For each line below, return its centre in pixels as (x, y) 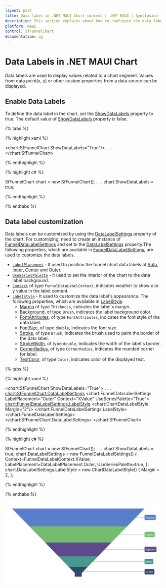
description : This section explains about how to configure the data (78, 21)
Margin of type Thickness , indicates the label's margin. (75, 306)
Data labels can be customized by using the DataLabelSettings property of (81, 234)
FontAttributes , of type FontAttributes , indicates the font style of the (90, 317)
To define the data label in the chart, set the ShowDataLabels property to (79, 114)
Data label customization (44, 222)
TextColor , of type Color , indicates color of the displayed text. (82, 359)
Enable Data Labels (35, 102)
